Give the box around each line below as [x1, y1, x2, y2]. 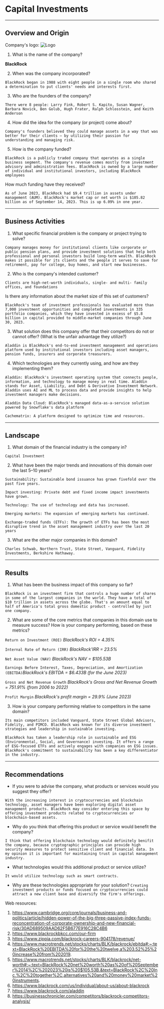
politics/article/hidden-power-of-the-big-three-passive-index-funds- [12, 915, 151, 921]
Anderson [5, 111, 23, 116]
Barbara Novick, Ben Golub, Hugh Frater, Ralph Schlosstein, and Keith [5, 106, 154, 111]
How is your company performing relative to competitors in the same [12, 703, 151, 709]
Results [5, 568, 29, 577]
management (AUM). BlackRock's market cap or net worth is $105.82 [5, 195, 145, 200]
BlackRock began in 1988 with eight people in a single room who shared [5, 80, 156, 85]
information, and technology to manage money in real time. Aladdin [5, 379, 147, 384]
